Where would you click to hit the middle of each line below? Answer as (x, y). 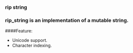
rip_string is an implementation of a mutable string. (67, 20)
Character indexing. (32, 46)
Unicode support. (30, 40)
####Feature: (19, 31)
